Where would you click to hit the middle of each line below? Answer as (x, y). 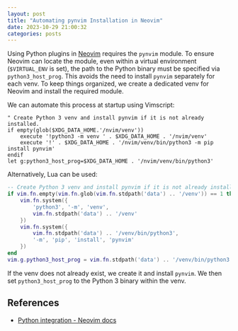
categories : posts (34, 34)
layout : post (27, 14)
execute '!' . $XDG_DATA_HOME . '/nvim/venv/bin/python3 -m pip (117, 143)
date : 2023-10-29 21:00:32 (47, 27)
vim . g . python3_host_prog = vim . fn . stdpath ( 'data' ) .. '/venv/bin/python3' (120, 260)
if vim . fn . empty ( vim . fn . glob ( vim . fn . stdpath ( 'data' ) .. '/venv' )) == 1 (115, 194)
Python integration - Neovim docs (67, 320)
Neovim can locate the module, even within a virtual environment (102, 62)
